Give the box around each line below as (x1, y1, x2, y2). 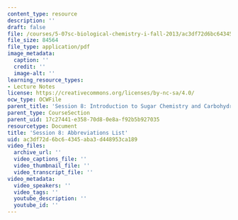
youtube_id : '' (13, 202, 59, 209)
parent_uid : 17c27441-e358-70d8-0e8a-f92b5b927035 (7, 116, 160, 123)
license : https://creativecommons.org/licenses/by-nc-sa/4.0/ (7, 89, 195, 97)
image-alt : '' (13, 70, 55, 77)
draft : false (7, 23, 46, 31)
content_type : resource (7, 10, 78, 18)
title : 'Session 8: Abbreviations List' (7, 129, 129, 136)
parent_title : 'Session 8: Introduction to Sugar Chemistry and (7, 103, 201, 110)
